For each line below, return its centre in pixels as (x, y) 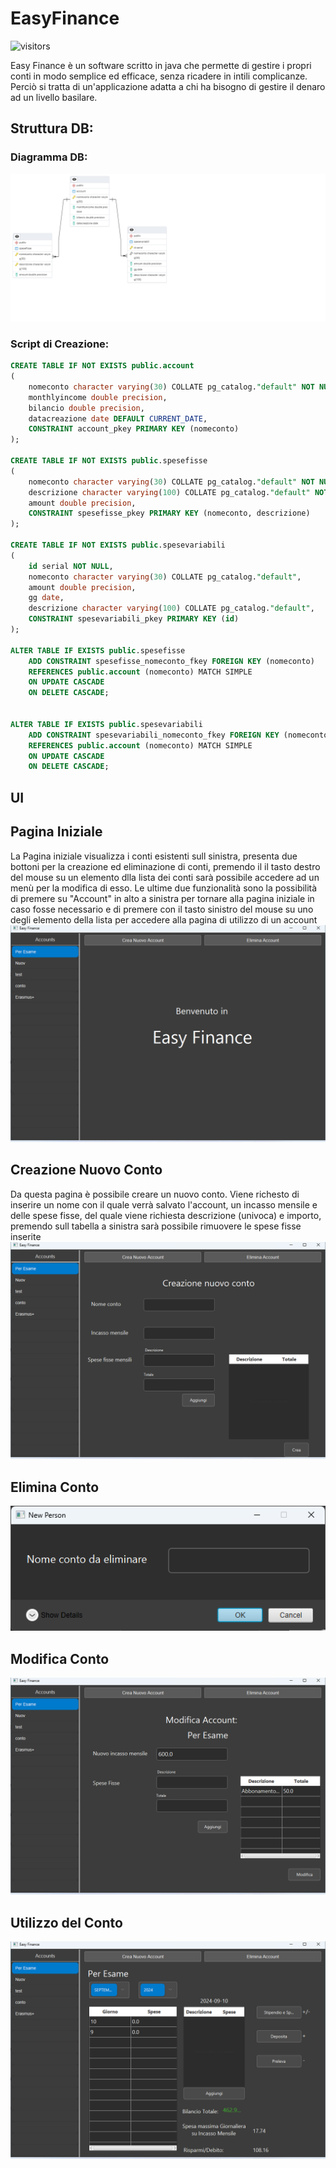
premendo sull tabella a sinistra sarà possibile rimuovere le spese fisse (156, 1226)
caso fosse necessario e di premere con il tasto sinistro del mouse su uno (162, 909)
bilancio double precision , (86, 408)
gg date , (46, 598)
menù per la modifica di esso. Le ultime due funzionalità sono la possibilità (164, 888)
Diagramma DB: (49, 157)
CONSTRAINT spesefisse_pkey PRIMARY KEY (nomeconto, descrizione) (169, 513)
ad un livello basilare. (54, 97)
